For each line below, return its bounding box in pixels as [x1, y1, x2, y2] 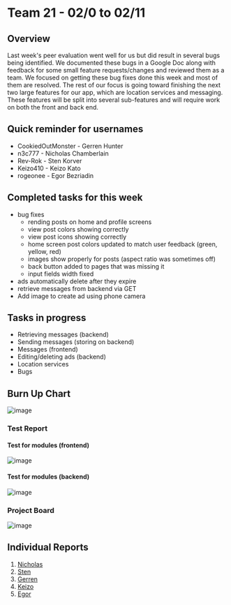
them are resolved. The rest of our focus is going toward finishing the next [7, 81, 221, 89]
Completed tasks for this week [7, 192, 143, 204]
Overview [7, 33, 51, 45]
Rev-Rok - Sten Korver [17, 156, 82, 165]
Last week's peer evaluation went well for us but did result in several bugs [7, 51, 221, 59]
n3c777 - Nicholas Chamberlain [17, 149, 110, 158]
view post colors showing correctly [27, 225, 129, 233]
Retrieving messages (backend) [17, 330, 110, 339]
